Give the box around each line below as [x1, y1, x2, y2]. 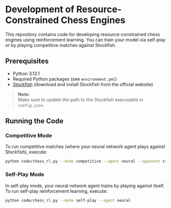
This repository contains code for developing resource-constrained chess [5, 31, 160, 37]
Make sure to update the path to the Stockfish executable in [17, 96, 144, 102]
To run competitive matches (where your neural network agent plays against [5, 144, 165, 150]
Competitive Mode [5, 132, 52, 139]
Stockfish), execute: [5, 149, 47, 155]
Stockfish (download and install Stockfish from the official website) [12, 81, 153, 87]
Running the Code [5, 117, 64, 125]
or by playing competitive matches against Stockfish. [5, 42, 117, 48]
